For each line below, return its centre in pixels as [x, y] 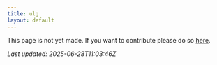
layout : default [31, 20]
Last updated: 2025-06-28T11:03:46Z [62, 54]
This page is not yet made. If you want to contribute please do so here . [109, 40]
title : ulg [23, 14]
